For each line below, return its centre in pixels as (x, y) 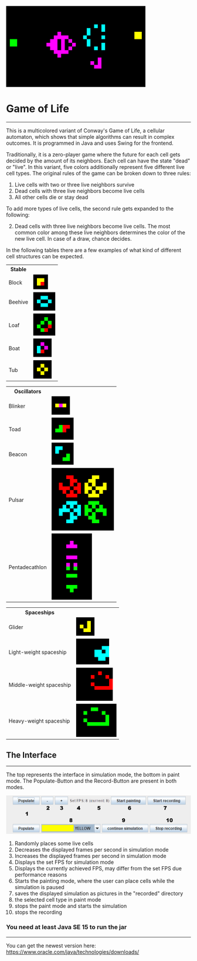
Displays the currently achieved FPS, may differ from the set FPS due (98, 868)
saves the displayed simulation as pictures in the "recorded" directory (99, 893)
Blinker (17, 406)
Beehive (18, 302)
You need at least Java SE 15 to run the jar (67, 927)
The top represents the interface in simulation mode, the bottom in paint (93, 775)
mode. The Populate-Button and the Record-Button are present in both (91, 781)
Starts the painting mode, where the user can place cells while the (94, 881)
